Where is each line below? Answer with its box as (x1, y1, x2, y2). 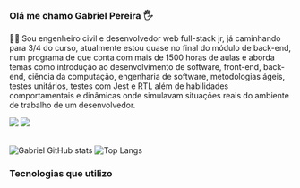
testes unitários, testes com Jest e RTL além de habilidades (9, 81, 229, 91)
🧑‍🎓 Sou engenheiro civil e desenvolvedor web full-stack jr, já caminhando (9, 33, 281, 44)
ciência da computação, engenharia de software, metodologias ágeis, (27, 72, 285, 82)
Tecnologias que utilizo (9, 167, 113, 180)
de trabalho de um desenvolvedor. (9, 99, 136, 111)
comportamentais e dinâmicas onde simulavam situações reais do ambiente (9, 90, 289, 101)
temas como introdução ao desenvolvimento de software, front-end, (9, 62, 261, 73)
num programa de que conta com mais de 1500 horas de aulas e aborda (9, 52, 275, 63)
